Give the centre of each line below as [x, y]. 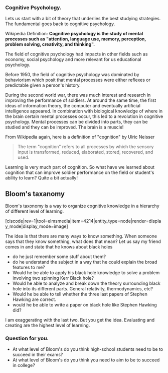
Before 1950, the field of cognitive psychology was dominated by [72, 75]
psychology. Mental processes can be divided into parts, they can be [76, 122]
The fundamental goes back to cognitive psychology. [60, 24]
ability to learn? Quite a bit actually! [41, 178]
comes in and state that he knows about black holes [59, 247]
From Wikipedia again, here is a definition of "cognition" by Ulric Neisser [80, 137]
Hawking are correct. [34, 299]
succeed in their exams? [38, 355]
